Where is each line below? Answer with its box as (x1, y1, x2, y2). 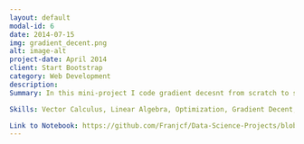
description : (9, 80, 59, 89)
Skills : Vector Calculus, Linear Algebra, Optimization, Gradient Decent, (9, 104, 298, 113)
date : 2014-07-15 (9, 30, 75, 39)
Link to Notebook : (9, 121, 79, 130)
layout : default (9, 13, 71, 22)
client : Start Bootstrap (9, 64, 103, 73)
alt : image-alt (9, 47, 67, 56)
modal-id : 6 (9, 22, 54, 31)
